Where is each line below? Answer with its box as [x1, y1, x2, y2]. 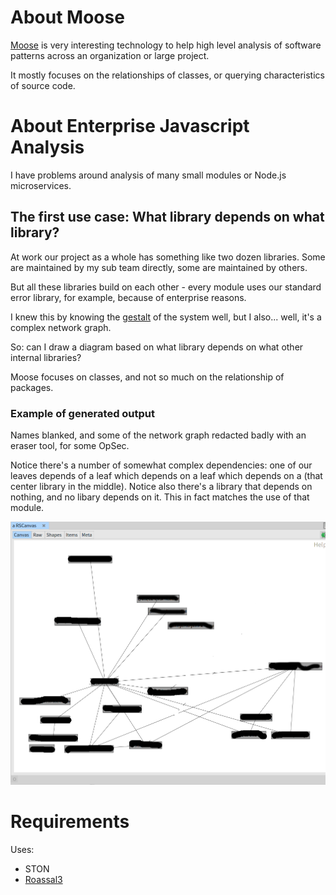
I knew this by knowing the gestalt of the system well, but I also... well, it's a [10, 311, 322, 323]
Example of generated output [10, 406, 156, 420]
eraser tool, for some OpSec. [10, 439, 130, 451]
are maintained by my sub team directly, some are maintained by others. [10, 261, 308, 273]
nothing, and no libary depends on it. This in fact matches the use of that [10, 491, 310, 503]
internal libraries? [10, 351, 82, 363]
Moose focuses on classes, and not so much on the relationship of [10, 371, 285, 383]
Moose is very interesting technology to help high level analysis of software [10, 39, 322, 51]
